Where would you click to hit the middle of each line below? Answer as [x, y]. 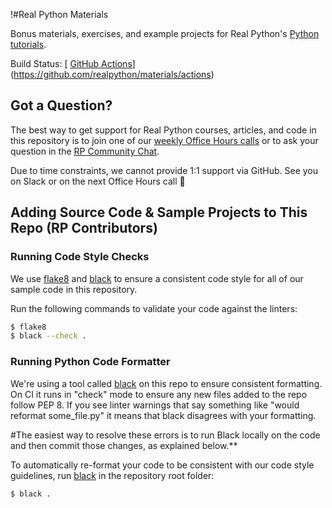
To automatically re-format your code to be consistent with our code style [162, 465]
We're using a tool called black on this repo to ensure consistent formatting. [166, 383]
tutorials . [28, 44]
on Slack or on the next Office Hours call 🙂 [98, 181]
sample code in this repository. [74, 289]
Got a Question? [61, 105]
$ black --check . [48, 336]
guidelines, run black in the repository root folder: [112, 475]
